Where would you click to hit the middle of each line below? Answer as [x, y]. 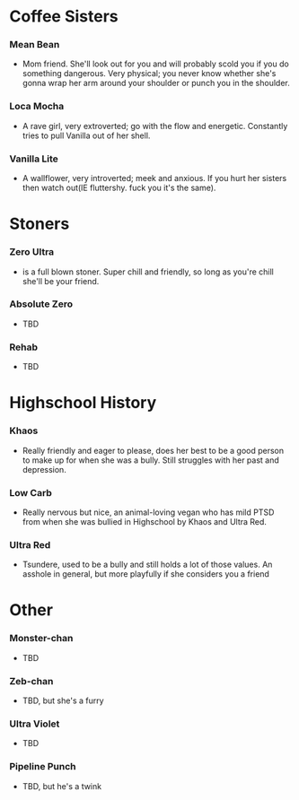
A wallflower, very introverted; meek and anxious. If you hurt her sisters [154, 178]
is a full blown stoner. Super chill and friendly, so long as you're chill [148, 272]
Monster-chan [41, 639]
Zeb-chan [31, 681]
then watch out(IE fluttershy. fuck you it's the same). [119, 188]
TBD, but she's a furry [63, 700]
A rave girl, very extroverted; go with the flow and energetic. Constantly [155, 126]
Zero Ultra [32, 252]
